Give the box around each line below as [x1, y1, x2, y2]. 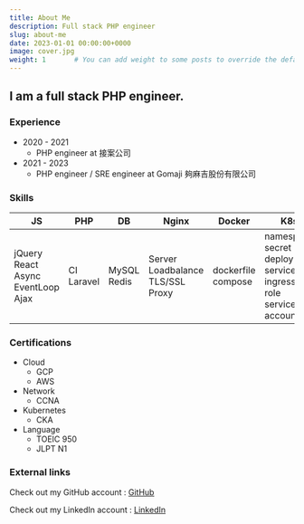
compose [212, 275, 253, 288]
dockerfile [212, 263, 256, 276]
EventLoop [14, 281, 61, 293]
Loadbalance [148, 263, 204, 276]
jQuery [14, 246, 43, 259]
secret [263, 241, 292, 253]
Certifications [9, 336, 72, 348]
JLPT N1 [35, 443, 68, 454]
